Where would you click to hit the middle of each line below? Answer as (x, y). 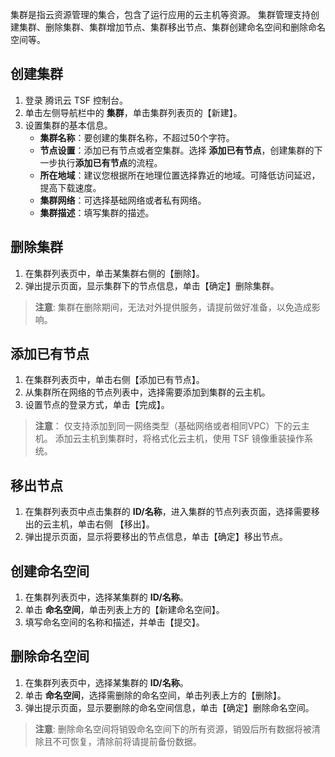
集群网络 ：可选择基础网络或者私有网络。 (123, 200)
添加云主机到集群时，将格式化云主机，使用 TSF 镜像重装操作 (179, 439)
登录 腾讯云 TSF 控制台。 (76, 100)
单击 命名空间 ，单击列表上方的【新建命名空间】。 (124, 610)
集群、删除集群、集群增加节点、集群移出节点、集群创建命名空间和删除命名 (172, 27)
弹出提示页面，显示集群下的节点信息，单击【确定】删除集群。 (152, 285)
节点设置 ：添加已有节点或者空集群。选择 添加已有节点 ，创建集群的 (177, 150)
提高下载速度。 (70, 187)
